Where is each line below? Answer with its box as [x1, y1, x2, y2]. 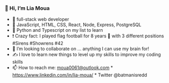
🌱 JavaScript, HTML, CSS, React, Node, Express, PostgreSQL [12, 22, 141, 28]
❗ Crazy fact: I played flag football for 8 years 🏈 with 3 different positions [12, 33, 164, 39]
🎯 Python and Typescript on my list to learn [12, 27, 103, 33]
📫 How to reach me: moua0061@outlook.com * [12, 65, 113, 71]
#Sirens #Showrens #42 [12, 40, 63, 47]
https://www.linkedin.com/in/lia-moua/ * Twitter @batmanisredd [12, 72, 148, 78]
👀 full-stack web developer [12, 16, 69, 23]
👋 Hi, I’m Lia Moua [5, 5, 50, 12]
